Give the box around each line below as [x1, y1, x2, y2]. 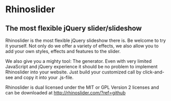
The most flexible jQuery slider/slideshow [5, 24, 142, 33]
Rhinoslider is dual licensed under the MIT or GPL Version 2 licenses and [5, 84, 159, 90]
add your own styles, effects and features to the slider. [5, 48, 121, 54]
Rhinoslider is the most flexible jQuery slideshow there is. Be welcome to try [5, 37, 166, 43]
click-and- [142, 69, 165, 75]
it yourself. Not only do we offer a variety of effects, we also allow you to [5, 43, 159, 49]
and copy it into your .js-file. [14, 74, 74, 80]
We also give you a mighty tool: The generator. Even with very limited [5, 58, 152, 64]
